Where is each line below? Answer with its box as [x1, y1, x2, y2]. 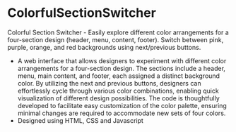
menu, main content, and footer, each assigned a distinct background [17, 72, 220, 80]
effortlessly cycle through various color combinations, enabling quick [17, 86, 219, 95]
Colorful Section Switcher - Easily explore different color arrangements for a [7, 28, 230, 37]
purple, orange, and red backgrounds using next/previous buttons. [7, 43, 201, 51]
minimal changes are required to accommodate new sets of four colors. [17, 109, 226, 117]
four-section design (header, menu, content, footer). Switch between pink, [7, 35, 224, 44]
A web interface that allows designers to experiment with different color [17, 56, 227, 65]
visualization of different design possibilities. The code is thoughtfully [17, 93, 220, 103]
